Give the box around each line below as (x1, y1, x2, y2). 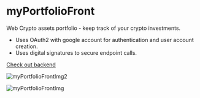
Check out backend (6, 61, 56, 68)
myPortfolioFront (6, 4, 95, 18)
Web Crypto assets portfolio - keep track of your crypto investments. (6, 24, 181, 32)
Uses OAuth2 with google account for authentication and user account (15, 36, 194, 43)
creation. (15, 43, 38, 50)
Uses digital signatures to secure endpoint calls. (15, 49, 137, 56)
